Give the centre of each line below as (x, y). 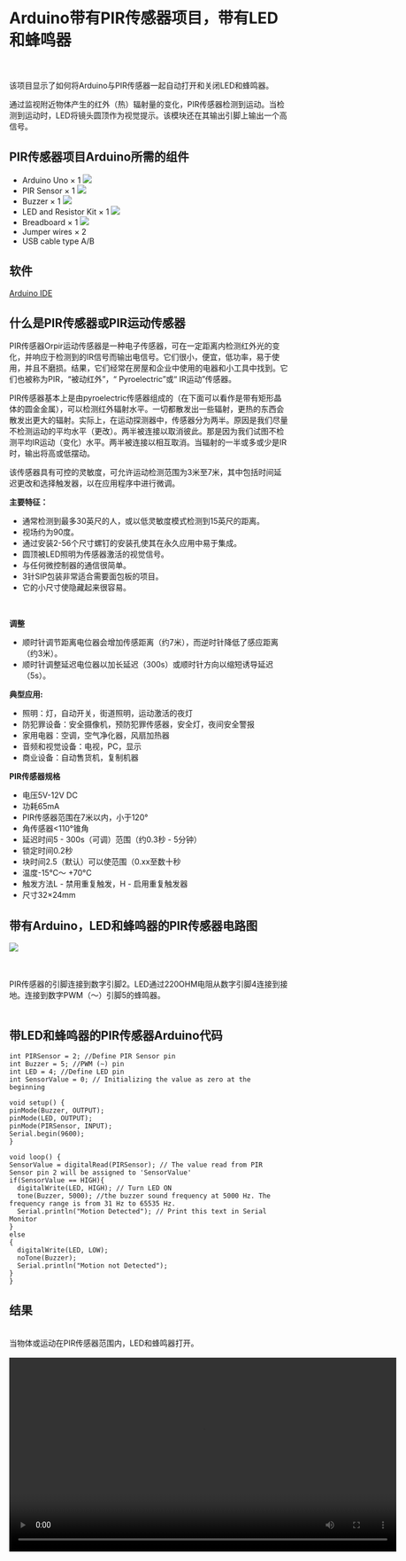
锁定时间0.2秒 (47, 851)
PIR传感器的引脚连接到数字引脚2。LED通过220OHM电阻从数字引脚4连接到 (145, 984)
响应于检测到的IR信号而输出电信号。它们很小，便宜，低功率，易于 (152, 357)
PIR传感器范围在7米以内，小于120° (85, 817)
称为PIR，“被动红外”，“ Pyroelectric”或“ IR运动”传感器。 (134, 379)
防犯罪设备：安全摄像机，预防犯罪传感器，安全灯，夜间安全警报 (138, 724)
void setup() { (37, 1103)
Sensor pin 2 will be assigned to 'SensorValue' (100, 1173)
